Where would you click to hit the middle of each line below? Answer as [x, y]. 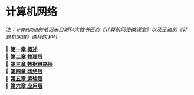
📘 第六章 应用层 [24, 86]
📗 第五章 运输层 [24, 78]
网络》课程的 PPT [37, 36]
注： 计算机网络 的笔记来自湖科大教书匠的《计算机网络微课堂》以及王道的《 [94, 29]
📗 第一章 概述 [22, 49]
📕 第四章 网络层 [24, 71]
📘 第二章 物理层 [24, 56]
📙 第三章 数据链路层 [29, 64]
